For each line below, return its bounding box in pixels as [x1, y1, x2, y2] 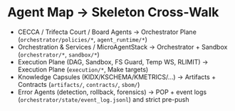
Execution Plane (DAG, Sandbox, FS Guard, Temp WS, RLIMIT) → [17, 57, 209, 66]
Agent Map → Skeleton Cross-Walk [7, 4, 219, 21]
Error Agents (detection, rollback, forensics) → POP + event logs [17, 88, 207, 96]
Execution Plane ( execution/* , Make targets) [17, 65, 149, 74]
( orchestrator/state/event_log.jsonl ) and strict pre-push [17, 95, 190, 103]
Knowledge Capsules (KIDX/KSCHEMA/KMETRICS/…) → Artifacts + [17, 72, 216, 81]
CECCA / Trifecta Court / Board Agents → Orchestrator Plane [17, 28, 197, 36]
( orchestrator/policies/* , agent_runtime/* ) [17, 35, 148, 43]
